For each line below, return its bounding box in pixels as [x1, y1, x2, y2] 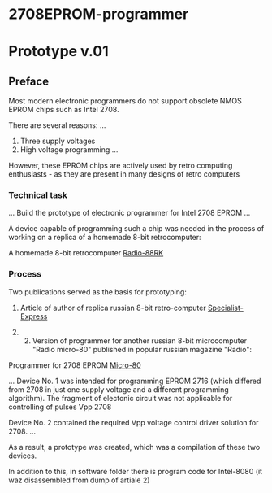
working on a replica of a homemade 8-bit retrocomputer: [8, 233, 201, 242]
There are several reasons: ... [8, 120, 106, 130]
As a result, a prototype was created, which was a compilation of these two [8, 442, 261, 452]
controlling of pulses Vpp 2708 [8, 402, 112, 412]
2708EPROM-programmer [8, 5, 189, 24]
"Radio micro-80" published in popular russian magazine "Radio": [32, 344, 252, 354]
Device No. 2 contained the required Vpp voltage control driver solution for [8, 417, 259, 427]
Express [19, 311, 48, 321]
